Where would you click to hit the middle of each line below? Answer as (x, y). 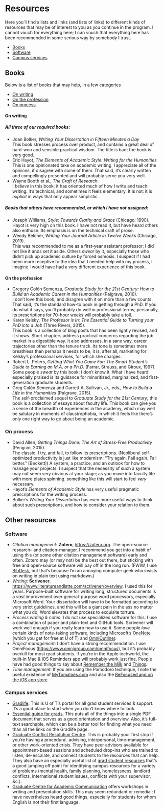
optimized (22, 458)
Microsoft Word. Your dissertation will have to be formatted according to (85, 602)
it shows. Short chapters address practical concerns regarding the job (83, 336)
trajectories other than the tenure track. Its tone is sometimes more (80, 346)
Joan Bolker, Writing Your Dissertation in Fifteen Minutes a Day (76, 139)
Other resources (31, 520)
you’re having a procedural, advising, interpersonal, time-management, (84, 740)
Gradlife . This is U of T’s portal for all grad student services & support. (83, 703)
